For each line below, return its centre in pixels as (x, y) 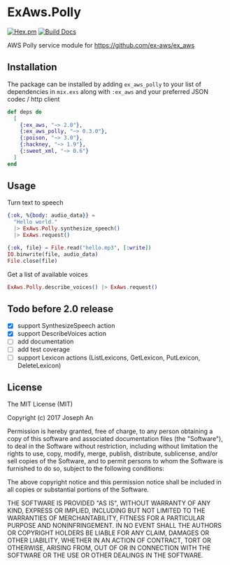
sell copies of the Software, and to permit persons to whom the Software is (115, 461)
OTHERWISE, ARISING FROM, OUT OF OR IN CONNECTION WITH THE (109, 548)
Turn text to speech (36, 203)
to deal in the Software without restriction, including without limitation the (113, 447)
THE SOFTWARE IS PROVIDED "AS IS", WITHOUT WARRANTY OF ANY (109, 503)
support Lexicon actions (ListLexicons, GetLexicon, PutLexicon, (109, 358)
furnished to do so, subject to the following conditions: (86, 469)
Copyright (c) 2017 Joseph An (50, 418)
